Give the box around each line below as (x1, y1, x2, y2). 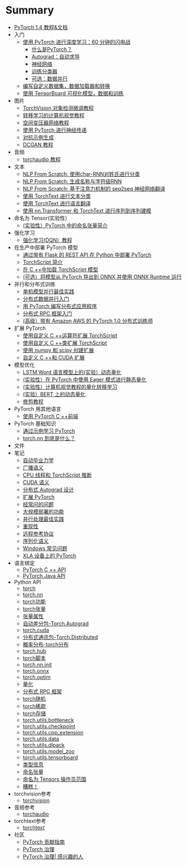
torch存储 (22, 710, 46, 717)
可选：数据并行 (31, 75, 68, 82)
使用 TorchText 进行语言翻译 (22, 200, 91, 207)
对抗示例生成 (22, 133, 54, 141)
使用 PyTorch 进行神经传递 (22, 126, 87, 133)
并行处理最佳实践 (22, 515, 64, 523)
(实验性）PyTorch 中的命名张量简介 (22, 221, 108, 229)
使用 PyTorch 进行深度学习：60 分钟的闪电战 (22, 38, 131, 45)
